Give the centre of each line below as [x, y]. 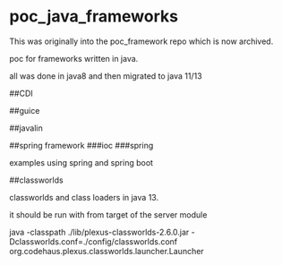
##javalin [26, 128]
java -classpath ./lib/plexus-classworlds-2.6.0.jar [99, 232]
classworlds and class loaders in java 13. [84, 197]
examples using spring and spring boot [81, 162]
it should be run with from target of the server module [108, 214]
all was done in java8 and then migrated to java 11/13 [106, 76]
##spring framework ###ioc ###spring [81, 145]
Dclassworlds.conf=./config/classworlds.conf [94, 241]
